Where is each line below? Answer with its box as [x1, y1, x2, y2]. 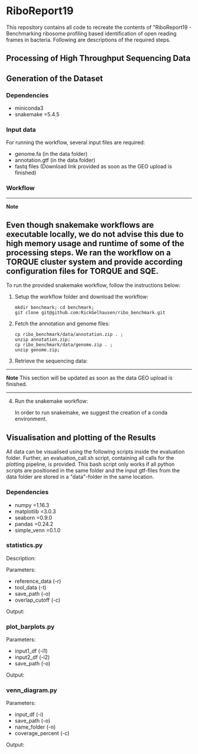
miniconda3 [14, 105, 44, 112]
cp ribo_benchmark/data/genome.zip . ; [14, 342, 113, 348]
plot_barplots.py [6, 622, 55, 631]
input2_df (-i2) [14, 654, 50, 661]
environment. [14, 415, 47, 423]
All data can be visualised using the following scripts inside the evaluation [6, 448, 185, 455]
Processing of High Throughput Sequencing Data [6, 53, 191, 63]
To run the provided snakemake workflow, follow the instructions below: [6, 282, 181, 289]
